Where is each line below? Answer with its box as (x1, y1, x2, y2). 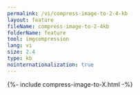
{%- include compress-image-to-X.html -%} (7, 80, 133, 88)
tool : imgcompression (7, 36, 70, 43)
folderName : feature (7, 29, 67, 36)
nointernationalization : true (7, 61, 94, 68)
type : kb (7, 55, 32, 62)
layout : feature (7, 17, 54, 23)
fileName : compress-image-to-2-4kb (7, 23, 110, 30)
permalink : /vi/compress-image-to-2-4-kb (7, 10, 128, 17)
